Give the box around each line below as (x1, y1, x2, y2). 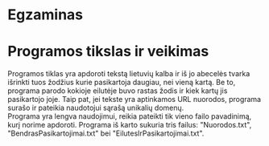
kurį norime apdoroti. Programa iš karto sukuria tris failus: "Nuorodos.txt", (7, 120, 252, 130)
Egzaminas (7, 6, 84, 24)
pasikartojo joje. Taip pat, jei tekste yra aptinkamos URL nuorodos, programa (7, 95, 262, 104)
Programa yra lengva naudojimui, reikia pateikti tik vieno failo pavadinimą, (7, 112, 252, 121)
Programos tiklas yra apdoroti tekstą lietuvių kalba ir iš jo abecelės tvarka (7, 69, 250, 79)
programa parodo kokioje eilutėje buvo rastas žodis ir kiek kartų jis (7, 86, 228, 95)
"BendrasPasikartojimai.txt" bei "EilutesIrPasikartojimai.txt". (7, 128, 205, 138)
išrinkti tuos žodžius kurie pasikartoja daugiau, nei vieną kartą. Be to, (7, 78, 236, 87)
